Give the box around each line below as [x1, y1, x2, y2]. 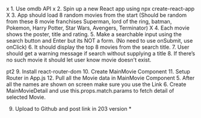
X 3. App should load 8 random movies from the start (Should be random [6, 11, 187, 19]
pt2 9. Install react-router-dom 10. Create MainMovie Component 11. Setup [6, 68, 191, 75]
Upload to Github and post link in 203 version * [14, 105, 132, 112]
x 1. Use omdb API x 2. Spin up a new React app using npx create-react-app [6, 5, 195, 12]
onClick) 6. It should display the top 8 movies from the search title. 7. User [6, 43, 190, 51]
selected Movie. [6, 93, 46, 101]
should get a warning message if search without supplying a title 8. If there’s [6, 50, 196, 57]
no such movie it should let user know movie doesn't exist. [6, 57, 152, 63]
